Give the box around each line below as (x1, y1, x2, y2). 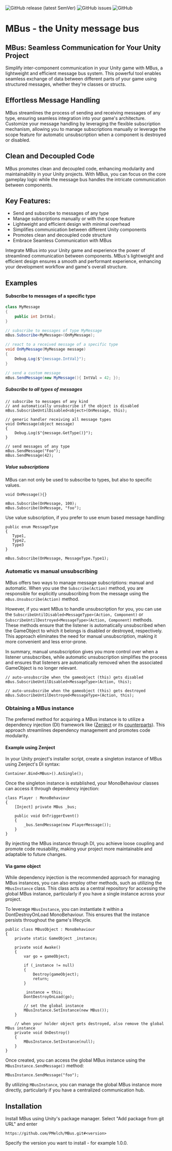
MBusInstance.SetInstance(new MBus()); (24, 1008, 109, 1013)
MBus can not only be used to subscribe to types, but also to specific (5, 477, 152, 483)
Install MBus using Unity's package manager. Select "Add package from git (5, 1116, 164, 1122)
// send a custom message (5, 370, 61, 376)
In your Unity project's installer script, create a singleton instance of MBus (5, 756, 162, 762)
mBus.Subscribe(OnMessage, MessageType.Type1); (5, 556, 109, 561)
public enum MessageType (5, 524, 59, 530)
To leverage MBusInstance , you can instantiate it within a (5, 906, 123, 912)
